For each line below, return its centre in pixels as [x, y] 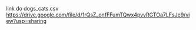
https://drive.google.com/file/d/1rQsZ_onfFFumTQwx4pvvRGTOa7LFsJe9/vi [98, 15]
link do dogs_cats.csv [32, 9]
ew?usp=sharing [26, 21]
